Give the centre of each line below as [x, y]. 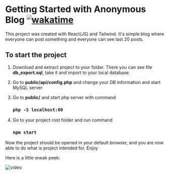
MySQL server [27, 87]
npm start [24, 132]
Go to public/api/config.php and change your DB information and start [87, 82]
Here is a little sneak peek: [33, 158]
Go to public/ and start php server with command [64, 97]
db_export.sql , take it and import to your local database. [71, 72]
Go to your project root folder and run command [62, 120]
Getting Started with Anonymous [76, 9]
